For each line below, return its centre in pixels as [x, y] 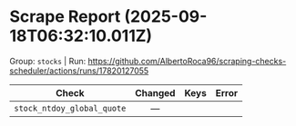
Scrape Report [65, 17]
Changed [155, 92]
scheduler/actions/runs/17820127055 [79, 71]
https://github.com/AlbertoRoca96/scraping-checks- [187, 61]
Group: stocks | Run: [48, 61]
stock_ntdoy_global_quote [70, 108]
